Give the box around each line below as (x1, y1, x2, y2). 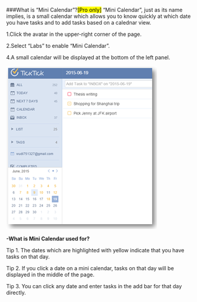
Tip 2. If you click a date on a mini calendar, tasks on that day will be (6, 265, 174, 271)
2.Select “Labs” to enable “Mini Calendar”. (6, 43, 110, 49)
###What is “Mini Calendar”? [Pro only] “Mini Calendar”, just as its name (6, 7, 183, 13)
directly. (6, 289, 26, 296)
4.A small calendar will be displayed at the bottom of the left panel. (6, 54, 170, 61)
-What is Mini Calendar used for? (6, 235, 90, 242)
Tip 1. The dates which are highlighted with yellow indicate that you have (6, 247, 185, 253)
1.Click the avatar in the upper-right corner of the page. (6, 31, 142, 38)
